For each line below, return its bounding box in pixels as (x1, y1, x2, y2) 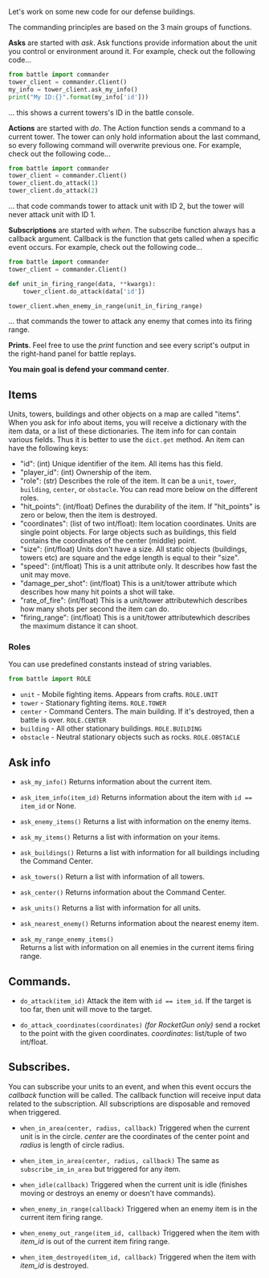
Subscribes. (8, 1060, 71, 1074)
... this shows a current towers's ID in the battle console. (8, 108, 194, 117)
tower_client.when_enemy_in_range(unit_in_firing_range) (8, 301, 203, 310)
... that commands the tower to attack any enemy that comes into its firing (8, 317, 253, 326)
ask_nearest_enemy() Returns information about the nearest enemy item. (19, 919, 259, 928)
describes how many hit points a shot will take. (19, 587, 175, 597)
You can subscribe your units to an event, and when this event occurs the (8, 1081, 251, 1092)
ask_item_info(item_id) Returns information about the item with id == (19, 793, 253, 802)
